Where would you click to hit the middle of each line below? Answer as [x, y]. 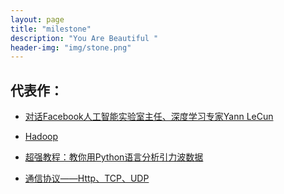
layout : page [37, 19]
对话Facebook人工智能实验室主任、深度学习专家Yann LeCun [149, 117]
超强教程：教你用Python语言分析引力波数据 [114, 157]
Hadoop [41, 137]
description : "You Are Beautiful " [84, 38]
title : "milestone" [51, 29]
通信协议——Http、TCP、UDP [87, 178]
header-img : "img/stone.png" [71, 47]
